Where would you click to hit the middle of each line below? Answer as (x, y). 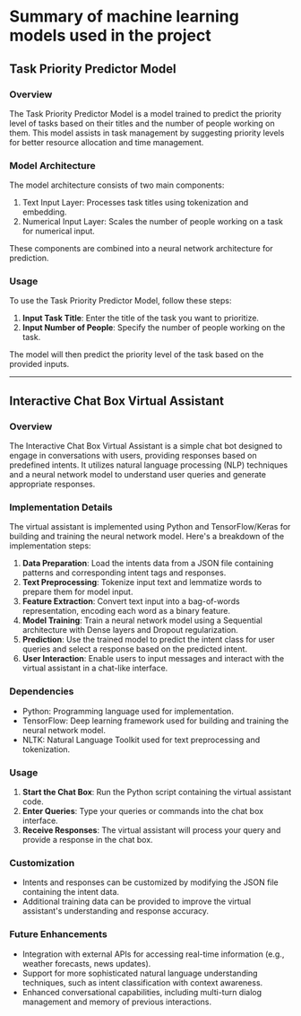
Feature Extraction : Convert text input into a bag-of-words (131, 601)
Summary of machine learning (124, 17)
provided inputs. (39, 364)
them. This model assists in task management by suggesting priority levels (147, 133)
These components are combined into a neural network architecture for (141, 249)
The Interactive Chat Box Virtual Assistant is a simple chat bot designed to (146, 446)
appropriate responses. (52, 484)
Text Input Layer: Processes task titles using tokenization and (135, 203)
